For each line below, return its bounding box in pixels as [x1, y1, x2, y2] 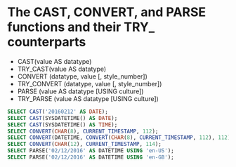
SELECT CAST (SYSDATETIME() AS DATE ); [7, 114, 118, 121]
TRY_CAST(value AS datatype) [17, 65, 107, 73]
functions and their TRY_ [7, 19, 155, 35]
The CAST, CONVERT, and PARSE [7, 4, 206, 20]
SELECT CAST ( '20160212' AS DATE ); [7, 108, 109, 115]
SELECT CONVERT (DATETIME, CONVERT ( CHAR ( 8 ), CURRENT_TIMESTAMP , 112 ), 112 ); [7, 134, 234, 141]
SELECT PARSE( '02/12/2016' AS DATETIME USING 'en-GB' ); [7, 154, 174, 161]
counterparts [7, 34, 86, 50]
